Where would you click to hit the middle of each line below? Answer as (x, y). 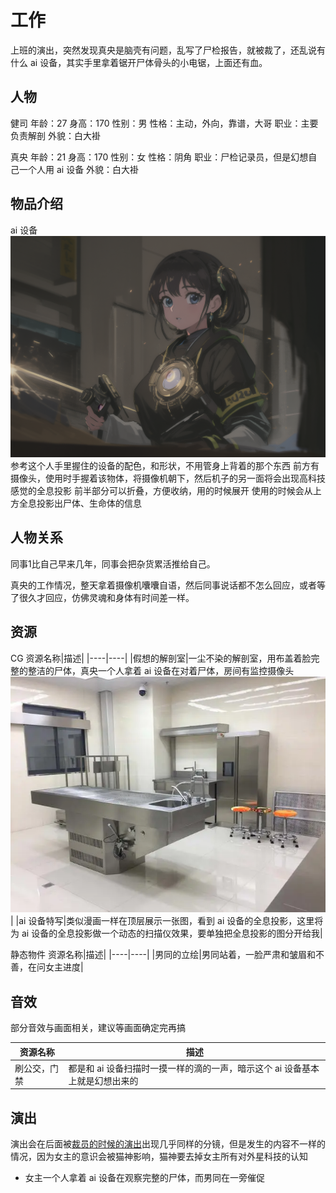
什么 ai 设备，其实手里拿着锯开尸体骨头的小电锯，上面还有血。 (139, 62)
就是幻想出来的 (107, 1080)
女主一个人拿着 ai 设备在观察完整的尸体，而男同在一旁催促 (144, 1178)
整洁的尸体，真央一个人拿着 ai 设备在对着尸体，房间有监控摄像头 (161, 670)
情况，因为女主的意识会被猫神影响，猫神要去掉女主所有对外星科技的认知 (159, 1157)
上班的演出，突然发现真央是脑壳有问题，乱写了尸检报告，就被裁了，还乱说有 (168, 50)
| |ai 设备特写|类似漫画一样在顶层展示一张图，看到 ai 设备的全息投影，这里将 (167, 921)
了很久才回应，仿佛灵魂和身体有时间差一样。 (102, 597)
